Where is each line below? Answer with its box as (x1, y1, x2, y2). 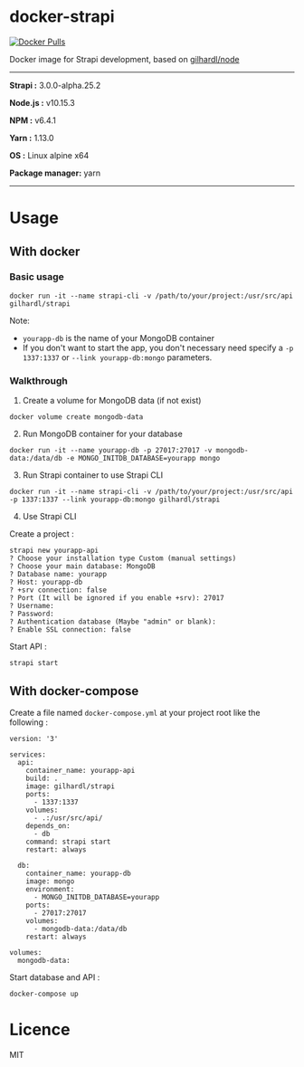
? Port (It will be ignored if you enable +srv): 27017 (9, 594, 224, 603)
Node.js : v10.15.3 (9, 97, 75, 108)
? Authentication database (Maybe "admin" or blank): (9, 617, 217, 626)
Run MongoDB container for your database (22, 428, 183, 440)
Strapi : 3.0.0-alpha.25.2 (9, 80, 101, 91)
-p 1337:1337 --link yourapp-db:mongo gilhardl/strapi (9, 495, 221, 504)
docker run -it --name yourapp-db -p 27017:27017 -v (9, 446, 213, 455)
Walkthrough (9, 374, 68, 386)
